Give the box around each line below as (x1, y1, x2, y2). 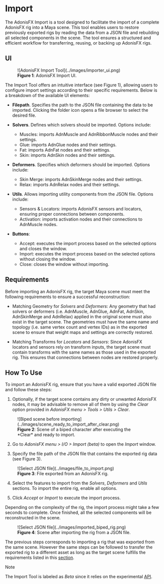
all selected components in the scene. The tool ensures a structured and (5, 35, 151, 41)
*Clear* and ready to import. (17, 432, 75, 438)
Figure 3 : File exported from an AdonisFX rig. (17, 471, 109, 477)
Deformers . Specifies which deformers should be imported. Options (12, 161, 150, 167)
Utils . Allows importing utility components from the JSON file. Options (12, 191, 153, 197)
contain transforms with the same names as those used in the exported (12, 349, 156, 355)
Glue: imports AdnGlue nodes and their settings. (19, 142, 117, 148)
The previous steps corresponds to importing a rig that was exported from (5, 539, 155, 545)
